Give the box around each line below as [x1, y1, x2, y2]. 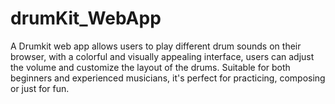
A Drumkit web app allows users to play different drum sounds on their [10, 40, 302, 52]
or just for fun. [10, 82, 70, 94]
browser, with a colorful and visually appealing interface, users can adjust [10, 50, 315, 62]
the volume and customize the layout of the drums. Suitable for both [10, 61, 291, 73]
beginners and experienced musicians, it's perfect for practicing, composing [10, 72, 326, 84]
